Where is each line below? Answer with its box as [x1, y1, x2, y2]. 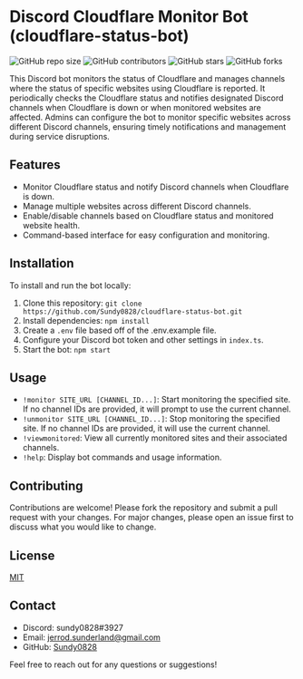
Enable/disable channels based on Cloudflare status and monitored [22, 210, 274, 221]
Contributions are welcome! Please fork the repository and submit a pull [9, 502, 279, 513]
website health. [22, 219, 80, 230]
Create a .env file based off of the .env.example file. [22, 325, 217, 335]
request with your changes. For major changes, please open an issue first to [9, 512, 294, 523]
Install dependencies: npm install [22, 315, 150, 325]
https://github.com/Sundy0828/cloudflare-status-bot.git [22, 306, 243, 316]
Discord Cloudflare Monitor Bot [9, 6, 249, 27]
